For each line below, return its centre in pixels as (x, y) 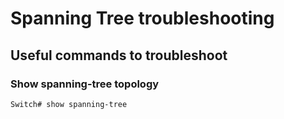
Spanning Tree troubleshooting (142, 18)
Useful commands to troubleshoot (119, 55)
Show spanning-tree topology (85, 84)
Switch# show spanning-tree (69, 104)
